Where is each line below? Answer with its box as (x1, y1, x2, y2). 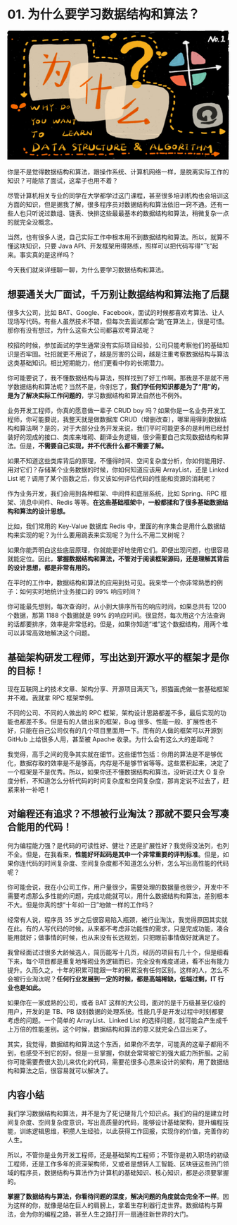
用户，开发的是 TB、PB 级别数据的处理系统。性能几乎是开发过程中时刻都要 (7, 1007, 224, 1015)
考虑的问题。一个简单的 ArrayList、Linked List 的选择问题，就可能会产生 (7, 1016, 217, 1024)
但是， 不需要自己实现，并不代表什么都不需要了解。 (19, 442, 167, 450)
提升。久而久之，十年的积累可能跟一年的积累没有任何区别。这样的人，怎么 (7, 965, 223, 974)
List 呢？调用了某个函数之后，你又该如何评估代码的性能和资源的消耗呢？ (7, 474, 217, 483)
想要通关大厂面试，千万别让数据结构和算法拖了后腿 (7, 288, 229, 300)
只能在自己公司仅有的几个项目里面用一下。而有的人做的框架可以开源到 (19, 726, 223, 734)
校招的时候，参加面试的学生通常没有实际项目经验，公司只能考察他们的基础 (7, 341, 223, 349)
